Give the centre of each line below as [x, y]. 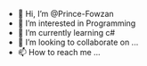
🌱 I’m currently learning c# [66, 33]
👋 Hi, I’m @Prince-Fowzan [65, 14]
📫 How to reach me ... [59, 52]
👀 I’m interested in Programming [77, 23]
